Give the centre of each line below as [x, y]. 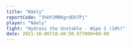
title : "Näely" [25, 12]
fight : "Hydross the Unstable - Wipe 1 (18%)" [66, 28]
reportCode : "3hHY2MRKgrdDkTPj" [47, 17]
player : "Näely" [27, 23]
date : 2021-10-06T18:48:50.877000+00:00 [58, 34]
